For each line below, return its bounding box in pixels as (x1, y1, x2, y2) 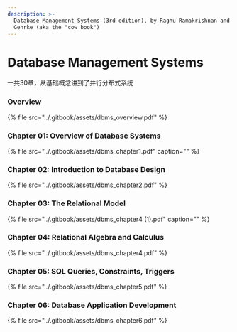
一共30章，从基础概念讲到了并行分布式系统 (7, 79, 133, 87)
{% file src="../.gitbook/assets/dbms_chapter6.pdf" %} (7, 316, 168, 325)
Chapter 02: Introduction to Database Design (7, 164, 165, 174)
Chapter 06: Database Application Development (7, 300, 177, 310)
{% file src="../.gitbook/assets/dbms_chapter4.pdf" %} (7, 248, 168, 257)
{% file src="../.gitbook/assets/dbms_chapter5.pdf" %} (7, 282, 167, 291)
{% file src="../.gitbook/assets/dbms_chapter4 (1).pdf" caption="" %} (7, 215, 211, 223)
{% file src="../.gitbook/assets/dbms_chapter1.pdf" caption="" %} (7, 146, 200, 155)
